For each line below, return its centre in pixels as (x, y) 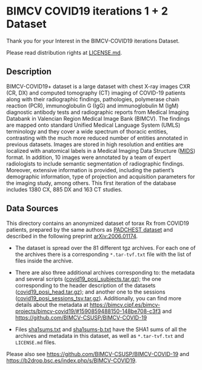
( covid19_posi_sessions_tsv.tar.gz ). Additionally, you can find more (98, 298)
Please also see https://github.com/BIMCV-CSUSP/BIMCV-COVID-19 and (98, 354)
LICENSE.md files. (35, 342)
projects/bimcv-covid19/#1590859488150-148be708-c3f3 (88, 311)
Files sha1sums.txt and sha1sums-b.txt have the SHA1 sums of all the (101, 329)
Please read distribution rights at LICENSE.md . (64, 52)
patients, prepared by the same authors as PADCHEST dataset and (90, 229)
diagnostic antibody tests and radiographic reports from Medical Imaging (98, 112)
